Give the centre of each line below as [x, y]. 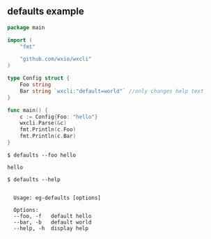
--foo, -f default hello [53, 216]
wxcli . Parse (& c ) [44, 123]
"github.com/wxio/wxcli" [56, 59]
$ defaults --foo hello [42, 155]
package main [26, 27]
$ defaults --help [34, 179]
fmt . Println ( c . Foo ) [48, 130]
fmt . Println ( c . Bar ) [48, 136]
